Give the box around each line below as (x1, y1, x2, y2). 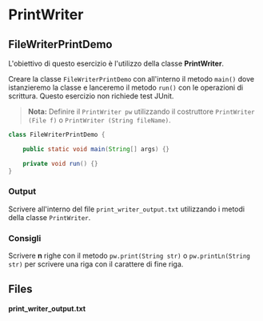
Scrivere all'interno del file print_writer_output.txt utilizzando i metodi (8, 204, 245, 214)
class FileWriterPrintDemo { (8, 130, 106, 138)
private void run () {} (22, 159, 98, 167)
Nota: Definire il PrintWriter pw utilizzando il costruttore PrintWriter (27, 106, 255, 116)
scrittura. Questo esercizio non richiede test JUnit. (8, 91, 174, 101)
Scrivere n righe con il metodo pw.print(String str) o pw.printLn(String (8, 251, 250, 261)
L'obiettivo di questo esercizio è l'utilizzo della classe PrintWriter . (8, 58, 225, 68)
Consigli (8, 232, 42, 243)
